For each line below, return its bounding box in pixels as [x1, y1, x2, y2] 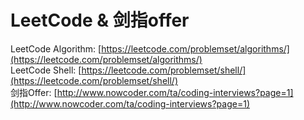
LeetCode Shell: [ [10, 64, 82, 76]
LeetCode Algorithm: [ [10, 42, 102, 55]
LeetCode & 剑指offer [10, 9, 190, 32]
